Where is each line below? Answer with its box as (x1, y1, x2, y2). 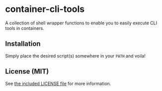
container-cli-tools (5, 3, 85, 15)
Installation (5, 40, 41, 48)
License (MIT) (5, 67, 49, 76)
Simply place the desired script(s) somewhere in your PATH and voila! (5, 53, 146, 59)
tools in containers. (5, 25, 45, 31)
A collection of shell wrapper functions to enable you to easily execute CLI (5, 20, 158, 26)
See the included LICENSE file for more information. (5, 81, 111, 87)
